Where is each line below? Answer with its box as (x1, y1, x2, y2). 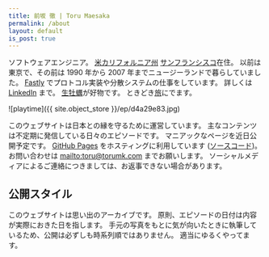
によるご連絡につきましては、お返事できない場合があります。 (22, 161, 227, 171)
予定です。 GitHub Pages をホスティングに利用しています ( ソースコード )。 (15, 141, 263, 150)
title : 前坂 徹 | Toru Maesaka (8, 11, 111, 20)
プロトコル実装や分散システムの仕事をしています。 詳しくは (53, 78, 253, 87)
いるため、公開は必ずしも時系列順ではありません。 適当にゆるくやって (8, 230, 244, 240)
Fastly (23, 78, 45, 87)
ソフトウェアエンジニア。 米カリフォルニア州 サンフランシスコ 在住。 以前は (8, 57, 262, 67)
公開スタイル (8, 187, 73, 200)
